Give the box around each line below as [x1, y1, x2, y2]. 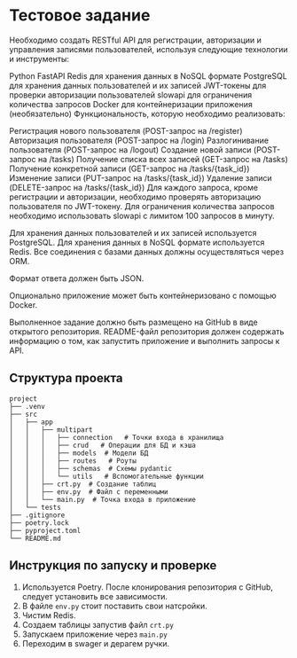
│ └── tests [9, 503, 62, 512]
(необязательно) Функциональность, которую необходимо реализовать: [9, 108, 285, 119]
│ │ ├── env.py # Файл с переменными [9, 487, 168, 497]
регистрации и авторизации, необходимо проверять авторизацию [9, 192, 262, 202]
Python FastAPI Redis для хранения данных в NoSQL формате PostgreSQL [9, 70, 288, 81]
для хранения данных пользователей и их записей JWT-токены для [9, 80, 267, 90]
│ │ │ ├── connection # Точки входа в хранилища [9, 433, 224, 442]
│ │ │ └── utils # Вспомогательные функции [9, 472, 204, 481]
